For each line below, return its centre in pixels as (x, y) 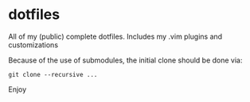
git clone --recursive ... (53, 74)
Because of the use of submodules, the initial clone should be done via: (125, 60)
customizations (33, 44)
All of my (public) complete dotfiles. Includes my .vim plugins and (115, 36)
